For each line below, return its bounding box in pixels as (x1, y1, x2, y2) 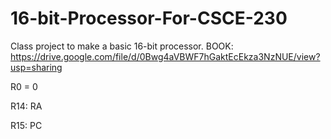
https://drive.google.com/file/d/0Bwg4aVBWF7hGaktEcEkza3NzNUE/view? (10, 50, 321, 62)
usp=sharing (10, 61, 63, 73)
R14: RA (10, 100, 43, 112)
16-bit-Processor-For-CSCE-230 (10, 7, 288, 30)
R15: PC (10, 119, 43, 131)
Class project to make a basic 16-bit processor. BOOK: (10, 40, 234, 52)
